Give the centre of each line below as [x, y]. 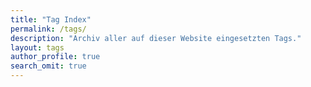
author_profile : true [55, 57]
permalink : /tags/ [48, 29]
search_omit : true [48, 66]
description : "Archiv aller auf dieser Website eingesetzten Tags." [156, 38]
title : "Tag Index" [51, 19]
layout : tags [37, 47]
